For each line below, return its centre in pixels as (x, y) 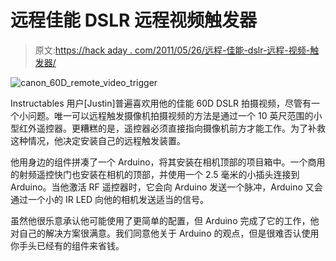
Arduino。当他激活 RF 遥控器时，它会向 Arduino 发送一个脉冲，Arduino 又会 (166, 187)
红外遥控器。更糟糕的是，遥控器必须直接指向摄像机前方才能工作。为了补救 (172, 128)
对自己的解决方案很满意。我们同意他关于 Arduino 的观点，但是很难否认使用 (165, 233)
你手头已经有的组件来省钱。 (67, 245)
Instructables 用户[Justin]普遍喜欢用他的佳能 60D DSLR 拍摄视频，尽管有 (161, 103)
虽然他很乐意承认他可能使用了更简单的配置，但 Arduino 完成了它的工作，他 (165, 220)
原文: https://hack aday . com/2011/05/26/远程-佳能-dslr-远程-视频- (172, 50)
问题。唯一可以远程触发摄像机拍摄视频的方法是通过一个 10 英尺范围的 (170, 115)
